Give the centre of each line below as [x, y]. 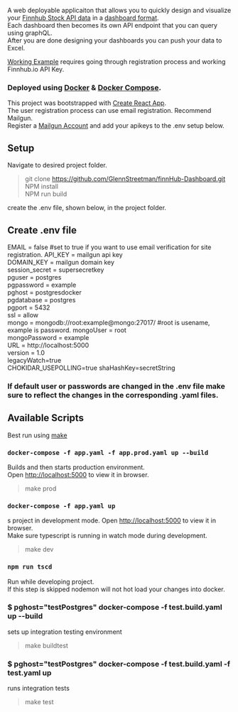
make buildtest [47, 645]
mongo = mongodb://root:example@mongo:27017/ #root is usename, [109, 322]
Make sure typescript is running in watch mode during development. [107, 536]
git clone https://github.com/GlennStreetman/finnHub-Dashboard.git [125, 179]
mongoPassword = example [48, 337]
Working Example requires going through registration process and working [117, 62]
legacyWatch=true [34, 360]
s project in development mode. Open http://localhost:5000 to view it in [112, 520]
